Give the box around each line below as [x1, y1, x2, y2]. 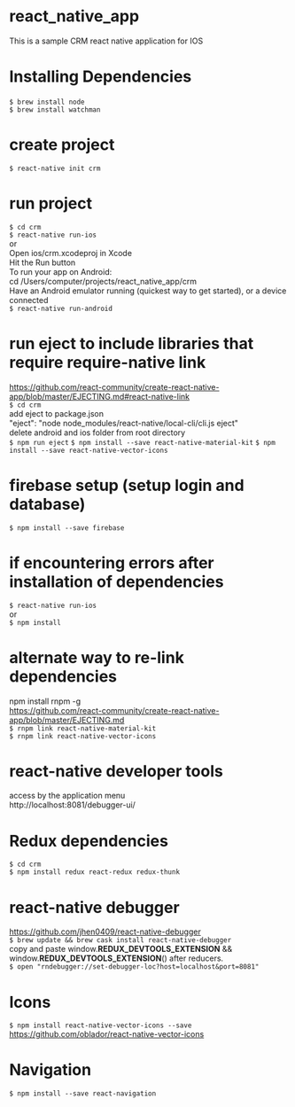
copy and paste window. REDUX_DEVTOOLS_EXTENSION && [9, 944, 233, 955]
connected [9, 294, 49, 305]
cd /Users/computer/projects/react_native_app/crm [9, 276, 198, 286]
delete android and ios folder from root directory [9, 427, 186, 438]
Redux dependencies [9, 830, 168, 851]
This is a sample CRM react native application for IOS [9, 35, 204, 46]
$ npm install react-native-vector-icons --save [9, 1021, 192, 1030]
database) [9, 494, 86, 514]
